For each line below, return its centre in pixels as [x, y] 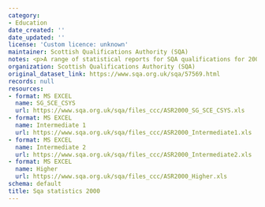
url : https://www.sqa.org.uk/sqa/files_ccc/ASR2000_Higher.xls [121, 177]
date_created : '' [37, 30]
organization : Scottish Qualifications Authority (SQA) [102, 67]
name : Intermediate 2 [51, 147]
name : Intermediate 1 [51, 125]
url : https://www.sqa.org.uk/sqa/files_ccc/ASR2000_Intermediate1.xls [134, 132]
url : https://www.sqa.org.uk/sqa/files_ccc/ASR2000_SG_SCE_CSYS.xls [130, 111]
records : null [32, 81]
